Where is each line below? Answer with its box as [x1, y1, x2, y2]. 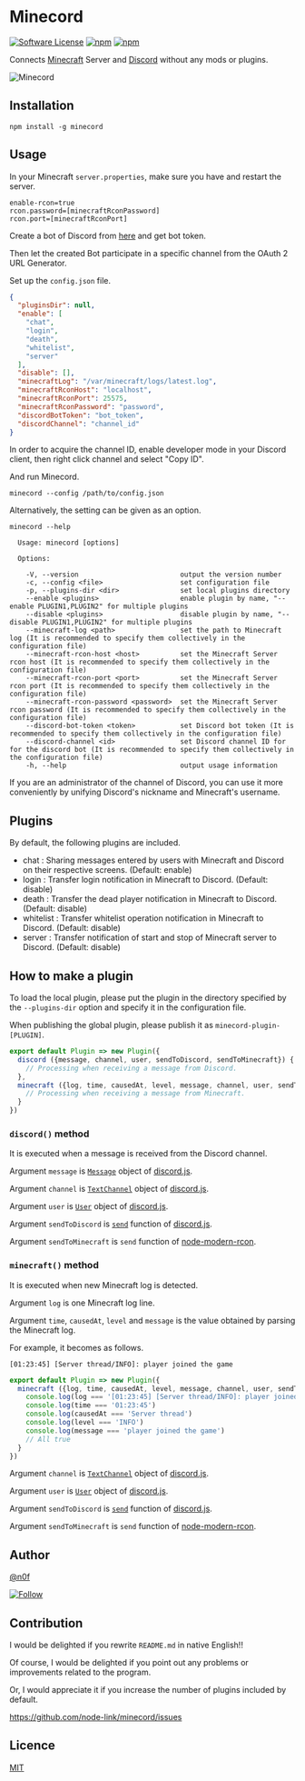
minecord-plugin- [214, 1021, 281, 1031]
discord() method [9, 1127, 90, 1140]
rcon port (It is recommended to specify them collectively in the [9, 682, 271, 691]
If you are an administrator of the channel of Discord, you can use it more [9, 777, 284, 788]
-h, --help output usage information [25, 761, 279, 770]
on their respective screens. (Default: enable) [22, 865, 192, 875]
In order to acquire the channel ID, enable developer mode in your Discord [9, 444, 287, 455]
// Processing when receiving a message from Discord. [25, 1064, 238, 1073]
